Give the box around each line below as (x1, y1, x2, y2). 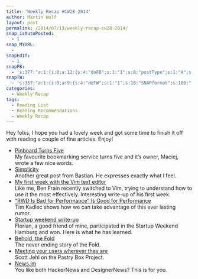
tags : (6, 96, 20, 102)
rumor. (14, 210, 31, 217)
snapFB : (6, 63, 25, 70)
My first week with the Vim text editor (14, 179, 106, 186)
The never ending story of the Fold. (14, 241, 101, 248)
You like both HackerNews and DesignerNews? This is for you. (14, 267, 167, 274)
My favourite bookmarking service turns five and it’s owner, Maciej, (14, 153, 179, 160)
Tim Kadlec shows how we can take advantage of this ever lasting (14, 203, 176, 210)
